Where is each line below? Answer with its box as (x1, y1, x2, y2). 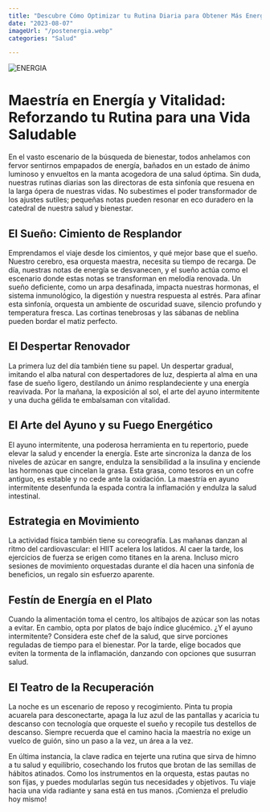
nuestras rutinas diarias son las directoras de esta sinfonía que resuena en (8, 178, 255, 187)
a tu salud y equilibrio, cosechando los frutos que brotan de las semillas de (8, 761, 256, 770)
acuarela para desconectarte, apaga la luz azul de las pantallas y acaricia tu (8, 711, 260, 720)
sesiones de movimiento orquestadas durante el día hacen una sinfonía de (8, 561, 255, 571)
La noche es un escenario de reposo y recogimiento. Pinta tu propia (8, 702, 233, 712)
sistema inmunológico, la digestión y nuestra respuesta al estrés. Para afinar (8, 291, 261, 300)
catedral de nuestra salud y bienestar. (8, 203, 134, 213)
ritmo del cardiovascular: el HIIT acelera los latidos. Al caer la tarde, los (8, 544, 243, 554)
